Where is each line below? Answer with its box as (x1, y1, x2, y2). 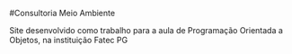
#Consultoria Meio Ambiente (9, 8, 115, 18)
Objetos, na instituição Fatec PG (9, 35, 128, 45)
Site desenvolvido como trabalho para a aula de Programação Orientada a (9, 25, 283, 35)
